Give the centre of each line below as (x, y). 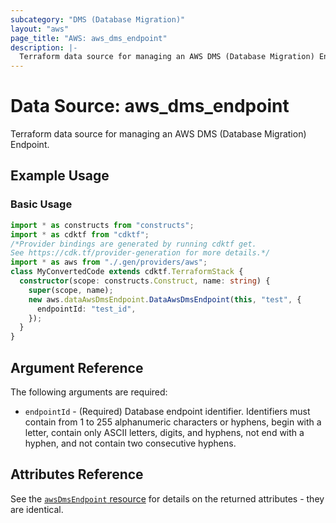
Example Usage (60, 176)
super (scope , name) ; (71, 290)
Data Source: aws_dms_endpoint (150, 106)
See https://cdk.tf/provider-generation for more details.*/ (140, 253)
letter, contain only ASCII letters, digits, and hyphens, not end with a (164, 432)
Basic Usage (41, 204)
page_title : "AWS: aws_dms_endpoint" (89, 38)
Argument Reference (77, 367)
